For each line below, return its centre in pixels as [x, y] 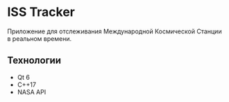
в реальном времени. [39, 38]
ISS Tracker [41, 12]
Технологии [34, 61]
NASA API [32, 92]
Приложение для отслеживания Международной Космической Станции [114, 31]
